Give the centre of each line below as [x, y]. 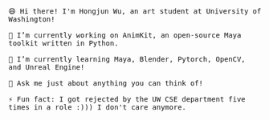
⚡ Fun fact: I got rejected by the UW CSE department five [127, 99]
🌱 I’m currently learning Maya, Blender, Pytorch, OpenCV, [127, 59]
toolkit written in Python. [63, 43]
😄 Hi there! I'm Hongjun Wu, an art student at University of [135, 11]
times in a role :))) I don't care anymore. [98, 107]
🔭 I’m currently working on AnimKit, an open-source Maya [125, 35]
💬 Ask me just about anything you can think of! [106, 83]
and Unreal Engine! [47, 67]
